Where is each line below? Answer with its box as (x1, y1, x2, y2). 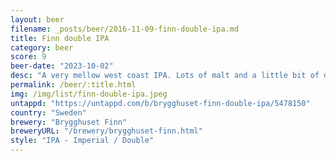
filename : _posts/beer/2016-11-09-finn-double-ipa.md (10, 24, 240, 34)
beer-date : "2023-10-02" (10, 61, 114, 71)
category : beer (10, 42, 74, 53)
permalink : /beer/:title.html (10, 80, 137, 90)
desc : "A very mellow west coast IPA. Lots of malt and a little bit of (10, 71, 320, 81)
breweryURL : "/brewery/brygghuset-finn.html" (10, 126, 203, 136)
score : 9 (10, 52, 47, 62)
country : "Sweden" (10, 107, 87, 118)
